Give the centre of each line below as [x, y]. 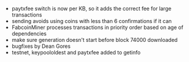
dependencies [29, 34]
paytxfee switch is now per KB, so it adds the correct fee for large [92, 9]
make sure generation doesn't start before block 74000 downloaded [94, 40]
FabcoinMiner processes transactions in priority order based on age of [97, 27]
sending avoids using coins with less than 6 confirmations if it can [92, 21]
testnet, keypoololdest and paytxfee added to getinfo [76, 52]
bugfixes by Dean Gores [41, 46]
